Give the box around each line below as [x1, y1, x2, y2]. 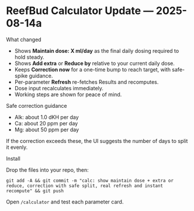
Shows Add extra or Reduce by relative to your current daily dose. [14, 60, 175, 67]
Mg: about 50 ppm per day [14, 126, 79, 133]
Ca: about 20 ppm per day [14, 120, 78, 127]
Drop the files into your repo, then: [6, 166, 89, 173]
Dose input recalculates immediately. [14, 84, 104, 91]
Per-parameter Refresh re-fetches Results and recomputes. [14, 78, 159, 86]
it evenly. [6, 144, 28, 151]
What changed [6, 36, 42, 43]
